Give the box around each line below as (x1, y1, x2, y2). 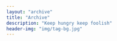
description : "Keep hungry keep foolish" (6, 20, 113, 26)
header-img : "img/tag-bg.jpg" (6, 25, 83, 32)
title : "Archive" (6, 14, 50, 20)
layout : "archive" (6, 8, 53, 15)
